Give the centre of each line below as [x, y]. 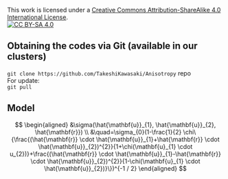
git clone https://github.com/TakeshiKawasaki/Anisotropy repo [99, 73]
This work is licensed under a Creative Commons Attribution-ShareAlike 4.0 [114, 10]
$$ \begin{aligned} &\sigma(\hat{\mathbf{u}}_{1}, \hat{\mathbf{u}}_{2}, [115, 124]
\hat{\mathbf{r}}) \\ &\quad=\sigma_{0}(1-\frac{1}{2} [108, 132]
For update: [23, 80]
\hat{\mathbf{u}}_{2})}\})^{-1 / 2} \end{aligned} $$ [115, 168]
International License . [38, 17]
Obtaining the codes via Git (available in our [102, 46]
